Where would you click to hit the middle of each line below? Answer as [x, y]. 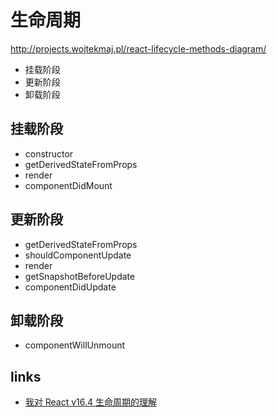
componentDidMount [68, 185]
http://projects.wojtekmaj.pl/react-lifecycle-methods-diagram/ [138, 48]
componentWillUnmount [75, 345]
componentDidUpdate [70, 287]
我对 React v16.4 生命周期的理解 [91, 402]
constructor [49, 153]
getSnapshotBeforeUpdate [80, 276]
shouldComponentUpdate [78, 255]
